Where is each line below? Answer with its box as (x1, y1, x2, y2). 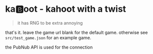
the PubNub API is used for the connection (5, 44, 93, 50)
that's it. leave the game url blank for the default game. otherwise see (5, 29, 148, 35)
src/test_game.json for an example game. (5, 34, 91, 40)
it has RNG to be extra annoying (17, 20, 83, 26)
